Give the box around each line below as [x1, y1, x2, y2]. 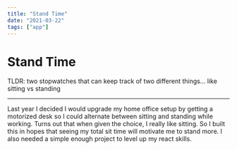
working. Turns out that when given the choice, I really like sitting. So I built [7, 120, 226, 128]
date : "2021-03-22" [7, 17, 65, 24]
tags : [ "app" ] [7, 23, 49, 30]
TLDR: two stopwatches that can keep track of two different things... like [7, 77, 217, 85]
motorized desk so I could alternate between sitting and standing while [7, 112, 214, 120]
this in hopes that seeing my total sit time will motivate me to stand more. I [7, 127, 223, 136]
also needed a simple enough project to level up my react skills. [7, 135, 192, 143]
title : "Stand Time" [7, 10, 68, 18]
